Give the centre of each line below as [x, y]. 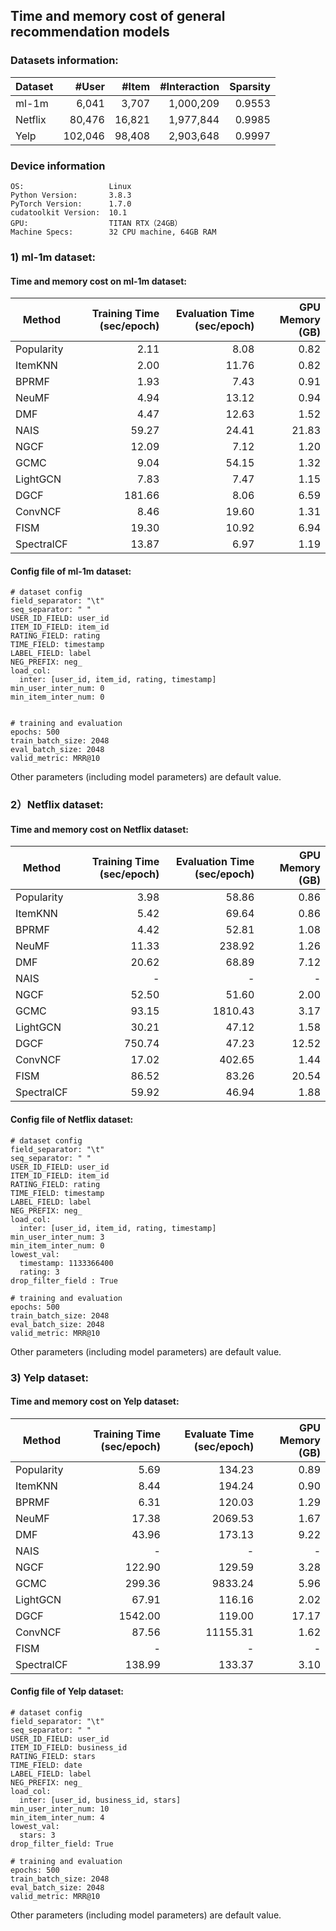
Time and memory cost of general [118, 16]
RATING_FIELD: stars [53, 1756]
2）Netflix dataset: [57, 805]
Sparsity [250, 86]
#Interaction [189, 86]
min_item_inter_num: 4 [57, 1817]
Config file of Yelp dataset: [67, 1691]
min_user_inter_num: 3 [57, 1237]
